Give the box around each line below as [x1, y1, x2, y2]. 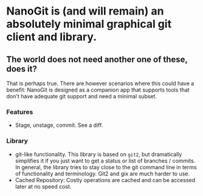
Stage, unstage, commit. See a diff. [15, 121, 103, 129]
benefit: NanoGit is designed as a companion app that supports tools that [6, 86, 190, 93]
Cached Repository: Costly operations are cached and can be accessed [15, 176, 196, 183]
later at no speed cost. [15, 183, 72, 190]
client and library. [6, 30, 97, 44]
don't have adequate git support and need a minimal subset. [6, 93, 157, 100]
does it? [6, 64, 38, 74]
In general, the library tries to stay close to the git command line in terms [15, 163, 197, 171]
